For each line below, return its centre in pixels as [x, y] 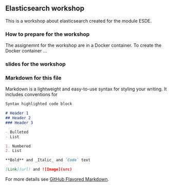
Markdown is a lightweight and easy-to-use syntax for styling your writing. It [86, 89]
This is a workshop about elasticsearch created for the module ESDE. [79, 21]
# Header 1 [17, 113]
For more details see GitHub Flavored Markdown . [57, 179]
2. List [14, 151]
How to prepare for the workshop [47, 34]
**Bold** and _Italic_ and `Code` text [48, 160]
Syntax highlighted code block [39, 104]
